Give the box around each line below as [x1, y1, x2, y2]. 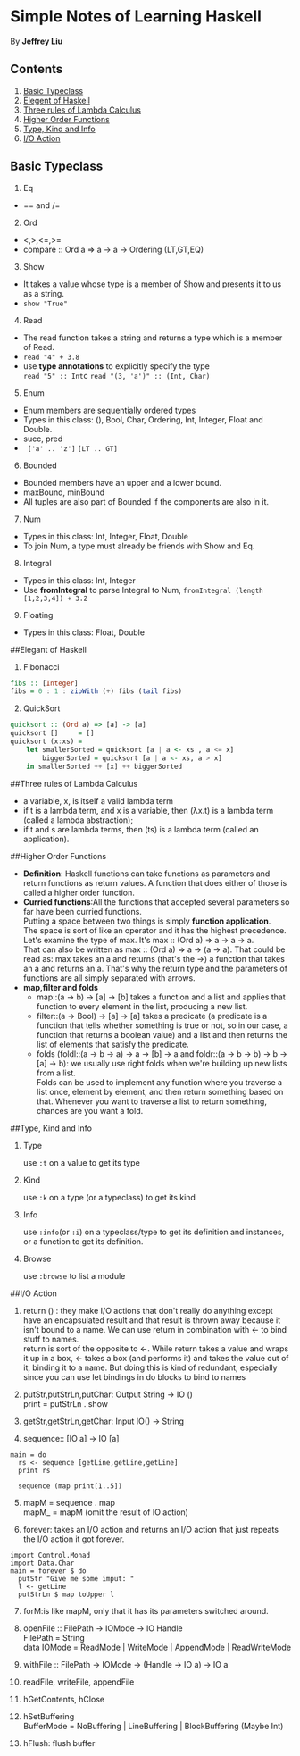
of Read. [22, 341, 54, 352]
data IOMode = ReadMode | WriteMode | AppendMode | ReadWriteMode [22, 1642, 292, 1652]
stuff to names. [22, 1334, 79, 1344]
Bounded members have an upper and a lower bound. [22, 477, 222, 488]
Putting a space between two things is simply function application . [22, 916, 271, 926]
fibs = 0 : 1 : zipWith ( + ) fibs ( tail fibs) [10, 687, 183, 696]
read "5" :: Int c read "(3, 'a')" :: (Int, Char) [22, 370, 211, 380]
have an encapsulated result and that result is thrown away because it [22, 1315, 281, 1325]
